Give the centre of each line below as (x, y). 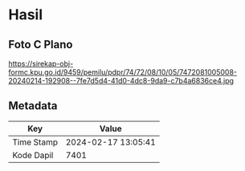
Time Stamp (35, 142)
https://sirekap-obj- (41, 63)
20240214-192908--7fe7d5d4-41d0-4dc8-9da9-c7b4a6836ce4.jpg (121, 81)
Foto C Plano (41, 45)
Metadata (33, 106)
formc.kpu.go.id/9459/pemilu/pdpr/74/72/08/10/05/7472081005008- (123, 72)
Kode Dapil (33, 155)
